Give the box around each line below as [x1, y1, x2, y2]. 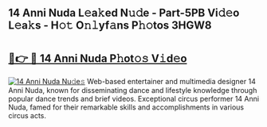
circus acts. [8, 111, 46, 120]
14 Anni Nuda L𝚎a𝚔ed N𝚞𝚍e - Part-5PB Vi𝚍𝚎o [8, 6, 240, 20]
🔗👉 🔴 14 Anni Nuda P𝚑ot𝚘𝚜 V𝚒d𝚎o [8, 52, 187, 65]
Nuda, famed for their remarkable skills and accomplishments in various [8, 102, 245, 112]
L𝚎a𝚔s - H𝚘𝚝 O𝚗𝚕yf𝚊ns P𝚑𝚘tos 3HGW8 [8, 19, 212, 33]
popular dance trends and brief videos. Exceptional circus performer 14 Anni [8, 94, 260, 103]
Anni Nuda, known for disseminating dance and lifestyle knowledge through [8, 86, 257, 94]
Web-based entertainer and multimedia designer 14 [87, 77, 257, 86]
